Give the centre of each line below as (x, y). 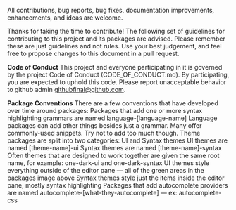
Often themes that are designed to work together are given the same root (113, 155)
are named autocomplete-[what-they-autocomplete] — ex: (92, 193)
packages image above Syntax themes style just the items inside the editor (116, 178)
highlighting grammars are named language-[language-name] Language (112, 118)
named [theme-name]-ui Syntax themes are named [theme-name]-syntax (114, 148)
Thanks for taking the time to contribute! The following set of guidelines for (116, 31)
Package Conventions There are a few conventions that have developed (113, 103)
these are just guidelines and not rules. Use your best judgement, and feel (114, 46)
